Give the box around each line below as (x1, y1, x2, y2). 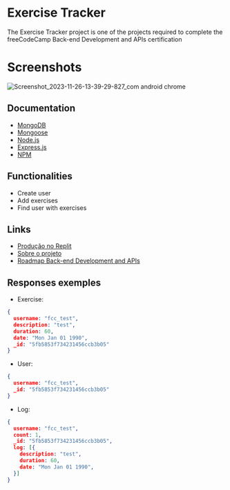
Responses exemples (7, 277, 102, 288)
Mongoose (17, 128, 48, 137)
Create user (17, 189, 51, 197)
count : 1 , (13, 431, 41, 438)
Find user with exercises (17, 203, 87, 212)
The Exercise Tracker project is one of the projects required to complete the (7, 28, 223, 36)
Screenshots (7, 60, 82, 76)
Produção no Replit (17, 242, 72, 250)
